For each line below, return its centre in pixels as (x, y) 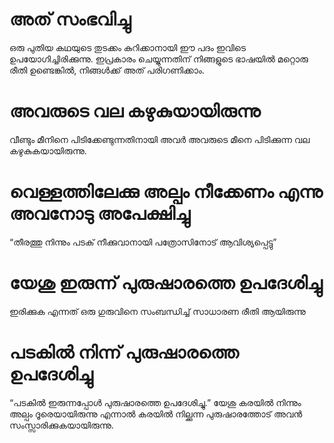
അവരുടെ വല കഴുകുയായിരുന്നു (135, 111)
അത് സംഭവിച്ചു (70, 19)
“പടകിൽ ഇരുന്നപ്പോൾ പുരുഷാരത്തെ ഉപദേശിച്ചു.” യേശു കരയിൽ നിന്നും (155, 402)
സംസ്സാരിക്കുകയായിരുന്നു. (61, 425)
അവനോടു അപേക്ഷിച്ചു (100, 214)
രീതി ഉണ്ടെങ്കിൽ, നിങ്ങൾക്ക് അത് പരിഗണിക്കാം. (107, 70)
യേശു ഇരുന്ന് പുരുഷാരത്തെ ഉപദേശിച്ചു (166, 283)
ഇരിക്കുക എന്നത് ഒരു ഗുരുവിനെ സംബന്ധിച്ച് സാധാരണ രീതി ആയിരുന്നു (157, 311)
